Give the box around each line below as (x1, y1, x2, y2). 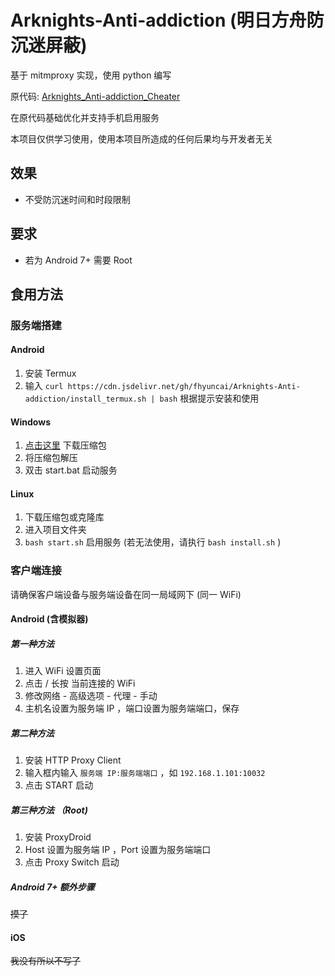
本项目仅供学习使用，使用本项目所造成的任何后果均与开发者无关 (10, 132, 273, 145)
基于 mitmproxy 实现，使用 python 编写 (10, 69, 172, 81)
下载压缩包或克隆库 (24, 511, 105, 523)
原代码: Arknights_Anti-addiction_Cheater (10, 90, 181, 102)
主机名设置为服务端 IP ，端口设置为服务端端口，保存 (24, 702, 240, 715)
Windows (10, 416, 51, 428)
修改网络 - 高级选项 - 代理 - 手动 (24, 690, 158, 702)
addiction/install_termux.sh (24, 394, 147, 405)
